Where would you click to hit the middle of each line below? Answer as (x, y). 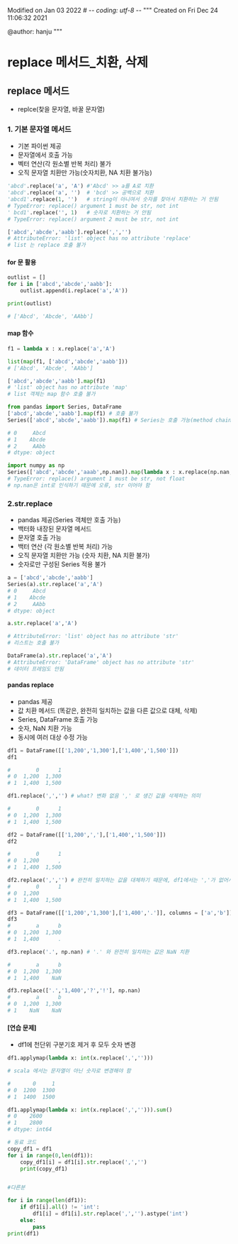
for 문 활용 (22, 262)
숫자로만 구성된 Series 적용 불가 (62, 564)
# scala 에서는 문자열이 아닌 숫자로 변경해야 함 (69, 1071)
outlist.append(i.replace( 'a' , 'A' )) (74, 291)
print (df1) (23, 1233)
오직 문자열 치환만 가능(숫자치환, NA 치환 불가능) (85, 172)
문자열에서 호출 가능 (45, 155)
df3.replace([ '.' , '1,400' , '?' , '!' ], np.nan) (74, 991)
